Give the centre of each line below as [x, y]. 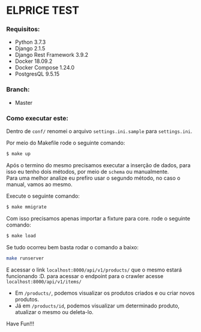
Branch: [18, 89]
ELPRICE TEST [43, 10]
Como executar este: [37, 118]
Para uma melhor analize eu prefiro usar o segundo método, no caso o [93, 178]
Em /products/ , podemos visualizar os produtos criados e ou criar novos [105, 293]
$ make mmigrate [26, 207]
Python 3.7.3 [30, 42]
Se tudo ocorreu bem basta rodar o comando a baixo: [73, 247]
